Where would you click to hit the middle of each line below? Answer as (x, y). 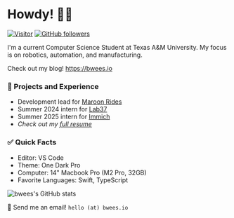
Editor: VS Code (41, 158)
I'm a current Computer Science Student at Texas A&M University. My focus (117, 47)
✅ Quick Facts (32, 142)
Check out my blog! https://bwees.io (60, 68)
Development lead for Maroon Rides (70, 102)
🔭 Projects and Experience (53, 86)
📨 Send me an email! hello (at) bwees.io (68, 207)
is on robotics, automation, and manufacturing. (75, 55)
